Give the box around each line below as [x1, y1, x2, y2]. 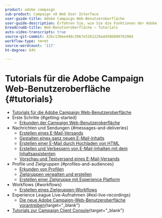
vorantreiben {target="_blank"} [19, 202, 80, 208]
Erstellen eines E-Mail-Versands [19, 130, 83, 136]
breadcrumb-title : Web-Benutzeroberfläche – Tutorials [5, 25, 118, 30]
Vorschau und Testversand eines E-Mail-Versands [19, 156, 120, 162]
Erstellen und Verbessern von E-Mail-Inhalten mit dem [19, 146, 128, 151]
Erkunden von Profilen [19, 166, 64, 172]
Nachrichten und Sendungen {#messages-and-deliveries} [12, 125, 129, 131]
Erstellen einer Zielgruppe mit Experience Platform [19, 177, 120, 183]
